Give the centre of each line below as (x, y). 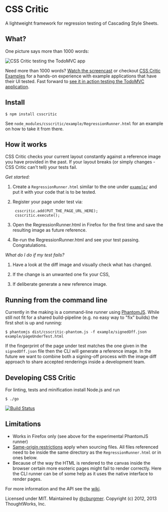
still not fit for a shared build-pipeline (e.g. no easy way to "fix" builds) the (81, 317)
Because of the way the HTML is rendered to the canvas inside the (81, 463)
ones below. (25, 457)
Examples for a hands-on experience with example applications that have (81, 76)
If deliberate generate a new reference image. (60, 284)
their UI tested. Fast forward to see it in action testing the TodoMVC (75, 81)
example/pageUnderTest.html (35, 336)
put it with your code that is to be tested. (54, 192)
